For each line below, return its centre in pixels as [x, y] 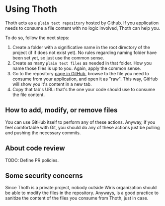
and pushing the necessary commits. [43, 133]
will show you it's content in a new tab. [52, 84]
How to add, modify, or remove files [61, 110]
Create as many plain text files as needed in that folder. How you [82, 63]
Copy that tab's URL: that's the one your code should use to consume [84, 89]
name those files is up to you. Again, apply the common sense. [77, 68]
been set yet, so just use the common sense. [58, 57]
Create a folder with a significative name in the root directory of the [81, 47]
